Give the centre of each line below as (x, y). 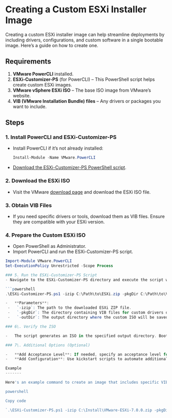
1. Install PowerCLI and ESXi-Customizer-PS (61, 137)
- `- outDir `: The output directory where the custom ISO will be (81, 318)
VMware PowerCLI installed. (43, 74)
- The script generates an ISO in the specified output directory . (81, 336)
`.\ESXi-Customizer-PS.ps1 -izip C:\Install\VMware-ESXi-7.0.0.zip (79, 410)
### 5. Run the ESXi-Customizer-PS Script (51, 275)
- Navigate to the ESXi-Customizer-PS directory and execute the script (84, 280)
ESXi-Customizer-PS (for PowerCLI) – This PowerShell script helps (84, 79)
